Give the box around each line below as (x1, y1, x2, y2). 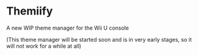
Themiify (6, 4, 53, 18)
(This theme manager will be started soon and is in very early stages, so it (6, 36, 192, 43)
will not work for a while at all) (6, 42, 82, 50)
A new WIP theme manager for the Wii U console (6, 24, 129, 31)
